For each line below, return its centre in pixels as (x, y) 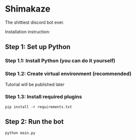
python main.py (20, 133)
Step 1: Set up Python (38, 47)
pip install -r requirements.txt (39, 107)
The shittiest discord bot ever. (34, 22)
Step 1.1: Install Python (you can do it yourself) (60, 61)
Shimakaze (28, 9)
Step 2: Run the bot (34, 122)
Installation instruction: (27, 31)
